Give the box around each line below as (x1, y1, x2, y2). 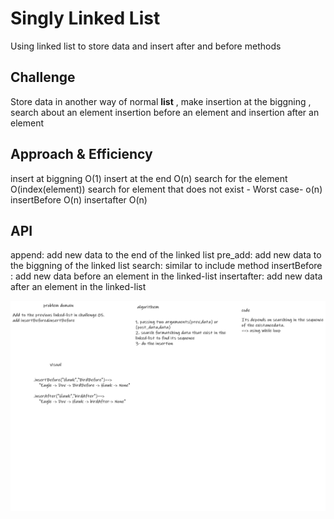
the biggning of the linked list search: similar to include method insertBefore (10, 260, 323, 272)
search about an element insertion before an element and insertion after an (10, 106, 320, 118)
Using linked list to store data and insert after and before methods (10, 40, 282, 52)
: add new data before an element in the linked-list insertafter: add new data (10, 270, 323, 282)
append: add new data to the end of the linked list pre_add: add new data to (10, 249, 322, 261)
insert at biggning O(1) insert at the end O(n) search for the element (10, 172, 288, 184)
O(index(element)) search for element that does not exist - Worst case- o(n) (10, 183, 323, 195)
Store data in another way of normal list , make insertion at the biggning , (10, 95, 312, 107)
